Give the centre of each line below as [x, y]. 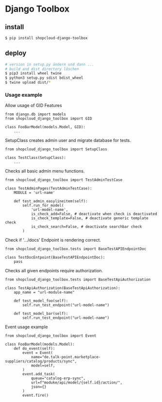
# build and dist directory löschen [42, 69]
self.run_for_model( [43, 206]
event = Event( [38, 353]
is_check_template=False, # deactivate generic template [90, 218]
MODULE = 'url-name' [34, 193]
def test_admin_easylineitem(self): [51, 201]
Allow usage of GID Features [33, 105]
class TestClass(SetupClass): [36, 158]
